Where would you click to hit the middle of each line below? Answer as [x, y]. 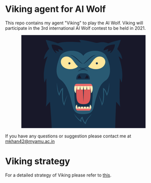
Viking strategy [38, 161]
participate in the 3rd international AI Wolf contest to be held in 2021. [75, 28]
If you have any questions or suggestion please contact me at [68, 136]
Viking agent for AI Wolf [55, 9]
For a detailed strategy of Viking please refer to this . [58, 175]
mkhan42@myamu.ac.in [30, 141]
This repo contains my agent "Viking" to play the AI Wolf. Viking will [74, 23]
